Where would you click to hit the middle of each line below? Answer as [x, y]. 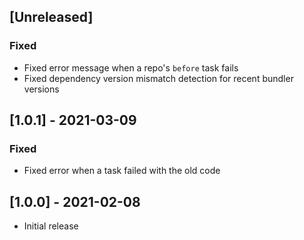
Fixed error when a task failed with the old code [122, 171]
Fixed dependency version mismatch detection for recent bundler [158, 78]
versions [41, 89]
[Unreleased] [51, 17]
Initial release [51, 226]
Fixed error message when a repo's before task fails [131, 67]
